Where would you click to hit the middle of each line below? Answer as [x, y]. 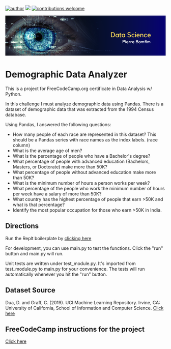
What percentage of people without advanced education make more [84, 172]
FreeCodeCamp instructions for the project [75, 329]
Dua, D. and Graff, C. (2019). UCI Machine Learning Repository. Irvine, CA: [83, 302]
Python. [13, 94]
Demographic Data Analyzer [66, 75]
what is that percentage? [39, 205]
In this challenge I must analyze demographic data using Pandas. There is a [84, 104]
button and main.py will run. [34, 253]
